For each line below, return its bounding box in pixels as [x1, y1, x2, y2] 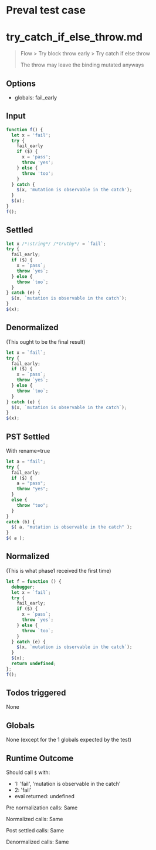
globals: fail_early [14, 94, 57, 101]
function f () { [6, 127, 43, 132]
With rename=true [6, 447, 50, 454]
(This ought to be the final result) [6, 338, 86, 345]
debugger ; [11, 584, 35, 590]
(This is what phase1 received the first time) [6, 567, 111, 574]
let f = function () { [6, 578, 62, 585]
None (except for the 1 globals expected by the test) [6, 736, 132, 743]
